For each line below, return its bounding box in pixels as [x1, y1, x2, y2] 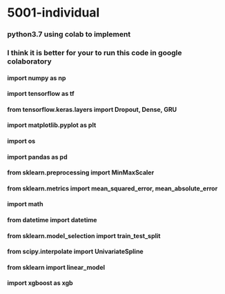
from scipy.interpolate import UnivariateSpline [7, 247, 144, 256]
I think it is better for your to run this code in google [7, 48, 182, 58]
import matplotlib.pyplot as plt [7, 121, 97, 129]
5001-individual [7, 5, 100, 21]
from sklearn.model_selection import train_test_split [7, 231, 161, 239]
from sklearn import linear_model [7, 263, 106, 271]
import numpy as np [7, 74, 66, 82]
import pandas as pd [7, 153, 68, 161]
